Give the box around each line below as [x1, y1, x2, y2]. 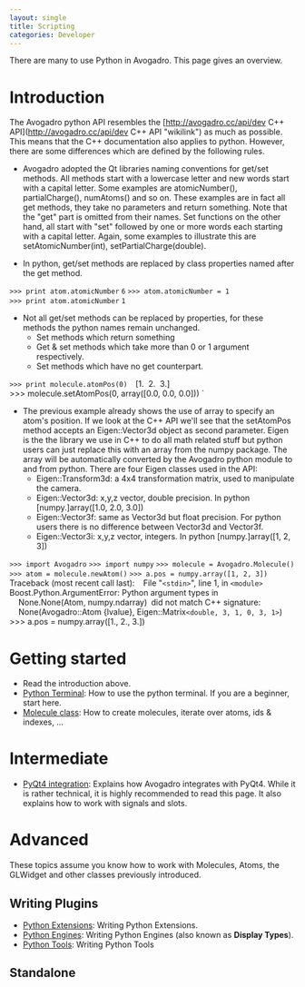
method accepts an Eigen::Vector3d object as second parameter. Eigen [22, 425, 289, 436]
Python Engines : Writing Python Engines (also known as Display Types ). [22, 929, 294, 940]
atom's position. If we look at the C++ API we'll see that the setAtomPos [22, 415, 292, 427]
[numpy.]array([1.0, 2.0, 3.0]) [35, 502, 144, 513]
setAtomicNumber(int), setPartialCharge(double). [22, 241, 207, 252]
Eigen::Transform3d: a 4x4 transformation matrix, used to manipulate [35, 473, 295, 484]
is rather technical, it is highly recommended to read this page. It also [22, 788, 281, 799]
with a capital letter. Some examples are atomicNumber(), [22, 183, 238, 193]
